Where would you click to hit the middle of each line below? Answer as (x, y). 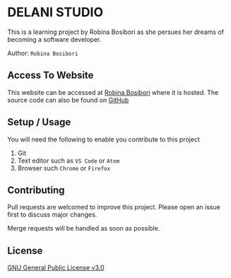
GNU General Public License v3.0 (56, 268)
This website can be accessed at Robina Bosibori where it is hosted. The (113, 92)
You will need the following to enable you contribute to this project (103, 139)
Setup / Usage (39, 122)
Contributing (36, 190)
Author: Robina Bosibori (43, 53)
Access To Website (51, 75)
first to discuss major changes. (52, 215)
